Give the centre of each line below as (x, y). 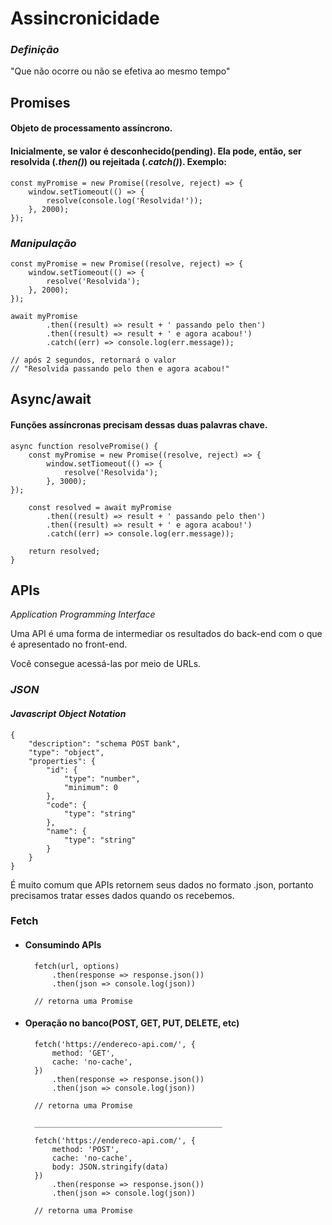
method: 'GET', (83, 1053)
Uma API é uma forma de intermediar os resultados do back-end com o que (166, 634)
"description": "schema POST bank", (105, 743)
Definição (35, 50)
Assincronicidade (85, 18)
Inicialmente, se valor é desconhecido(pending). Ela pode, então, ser (156, 151)
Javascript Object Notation (68, 713)
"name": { (66, 831)
